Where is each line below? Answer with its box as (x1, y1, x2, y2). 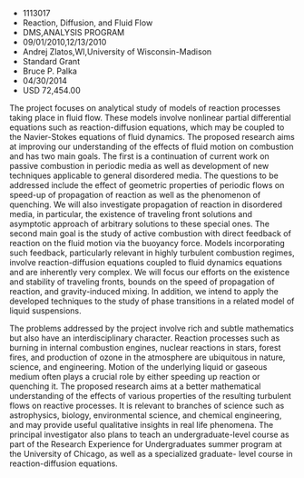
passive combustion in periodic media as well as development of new (9, 161, 270, 171)
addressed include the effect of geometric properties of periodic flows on (9, 180, 285, 190)
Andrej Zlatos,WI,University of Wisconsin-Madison (22, 46, 212, 57)
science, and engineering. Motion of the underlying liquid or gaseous (9, 362, 268, 372)
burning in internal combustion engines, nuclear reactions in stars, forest (9, 343, 281, 353)
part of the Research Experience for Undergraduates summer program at (9, 439, 283, 449)
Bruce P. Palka (22, 65, 77, 76)
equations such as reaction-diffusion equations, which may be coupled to (9, 122, 285, 133)
